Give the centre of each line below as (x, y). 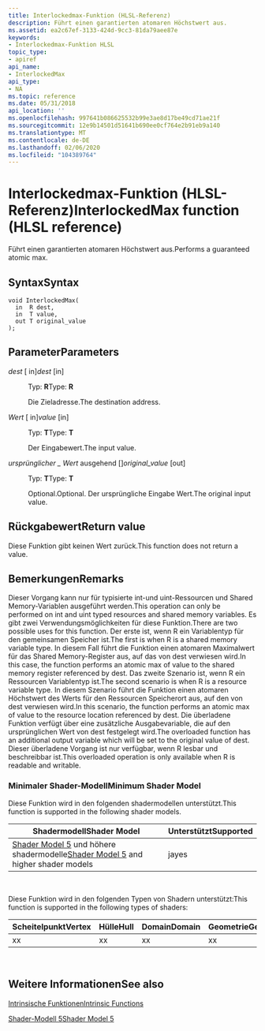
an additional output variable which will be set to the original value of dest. (129, 740)
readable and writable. (45, 765)
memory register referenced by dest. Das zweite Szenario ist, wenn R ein (127, 673)
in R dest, (35, 308)
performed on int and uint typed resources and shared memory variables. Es (132, 614)
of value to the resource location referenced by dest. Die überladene (119, 715)
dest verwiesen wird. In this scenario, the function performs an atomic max (129, 707)
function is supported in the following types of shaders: (98, 907)
